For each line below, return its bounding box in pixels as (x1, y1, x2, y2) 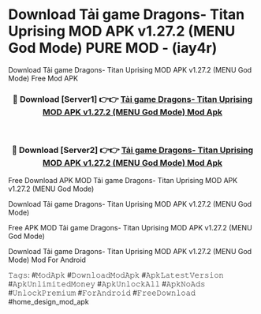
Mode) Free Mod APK (8, 73, 79, 83)
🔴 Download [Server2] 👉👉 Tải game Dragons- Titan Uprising (11, 144, 254, 155)
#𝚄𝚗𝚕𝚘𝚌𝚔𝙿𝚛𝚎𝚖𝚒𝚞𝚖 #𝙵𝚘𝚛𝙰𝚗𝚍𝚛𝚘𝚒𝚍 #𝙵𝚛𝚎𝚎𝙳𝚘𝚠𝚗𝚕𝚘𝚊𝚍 (8, 288, 196, 297)
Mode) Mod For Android (8, 255, 87, 264)
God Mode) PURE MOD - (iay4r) (8, 39, 218, 57)
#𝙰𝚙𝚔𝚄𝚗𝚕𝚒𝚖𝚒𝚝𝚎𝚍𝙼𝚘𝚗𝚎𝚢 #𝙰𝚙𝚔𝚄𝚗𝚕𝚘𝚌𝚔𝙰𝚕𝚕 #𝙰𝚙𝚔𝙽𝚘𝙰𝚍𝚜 (8, 278, 206, 289)
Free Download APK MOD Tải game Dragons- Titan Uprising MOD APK (8, 175, 238, 185)
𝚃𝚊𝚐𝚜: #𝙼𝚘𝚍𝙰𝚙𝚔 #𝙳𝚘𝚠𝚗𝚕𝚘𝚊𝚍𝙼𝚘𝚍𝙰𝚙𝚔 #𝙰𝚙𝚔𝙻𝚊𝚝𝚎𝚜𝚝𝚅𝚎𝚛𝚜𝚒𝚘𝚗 (8, 270, 225, 279)
